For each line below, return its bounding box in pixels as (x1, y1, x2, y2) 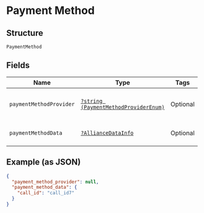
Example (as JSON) (6, 157, 81, 167)
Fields (6, 60, 30, 70)
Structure (6, 28, 44, 38)
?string (80, 98, 103, 104)
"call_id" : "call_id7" (17, 190, 75, 196)
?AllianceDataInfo (80, 129, 134, 137)
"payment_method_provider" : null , (12, 178, 99, 185)
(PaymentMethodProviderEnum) (80, 104, 165, 110)
